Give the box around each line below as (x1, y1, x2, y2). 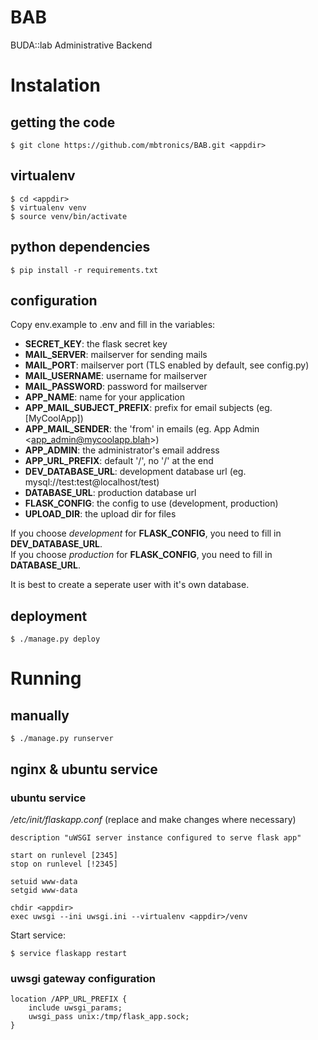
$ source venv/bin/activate (10, 211, 128, 221)
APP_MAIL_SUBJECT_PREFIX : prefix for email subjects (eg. (24, 402, 273, 414)
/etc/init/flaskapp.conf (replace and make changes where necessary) (10, 813, 297, 825)
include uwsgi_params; (28, 1003, 123, 1013)
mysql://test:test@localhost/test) (24, 476, 160, 488)
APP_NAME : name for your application (24, 391, 185, 403)
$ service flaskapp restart (10, 948, 128, 958)
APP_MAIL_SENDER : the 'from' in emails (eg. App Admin (24, 423, 260, 435)
